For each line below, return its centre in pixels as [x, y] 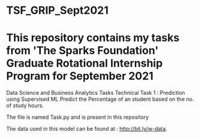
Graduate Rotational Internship [85, 63]
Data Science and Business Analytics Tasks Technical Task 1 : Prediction [96, 93]
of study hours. [25, 106]
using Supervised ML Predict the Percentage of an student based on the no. [100, 99]
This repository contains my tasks [93, 38]
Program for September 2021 [80, 76]
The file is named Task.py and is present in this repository [78, 117]
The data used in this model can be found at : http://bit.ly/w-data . [87, 129]
